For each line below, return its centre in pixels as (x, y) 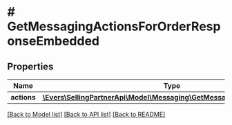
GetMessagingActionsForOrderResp (114, 26)
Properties (30, 66)
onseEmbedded (54, 41)
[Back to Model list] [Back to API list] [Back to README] (86, 114)
